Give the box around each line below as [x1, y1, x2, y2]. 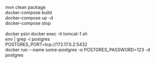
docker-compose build [5, 9, 52, 15]
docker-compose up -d [5, 15, 53, 20]
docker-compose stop [5, 20, 51, 26]
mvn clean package [5, 4, 46, 10]
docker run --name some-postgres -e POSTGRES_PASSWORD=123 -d [5, 47, 150, 52]
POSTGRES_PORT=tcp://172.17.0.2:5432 [5, 41, 87, 47]
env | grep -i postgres [5, 36, 50, 42]
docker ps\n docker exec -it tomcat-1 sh [5, 31, 87, 36]
